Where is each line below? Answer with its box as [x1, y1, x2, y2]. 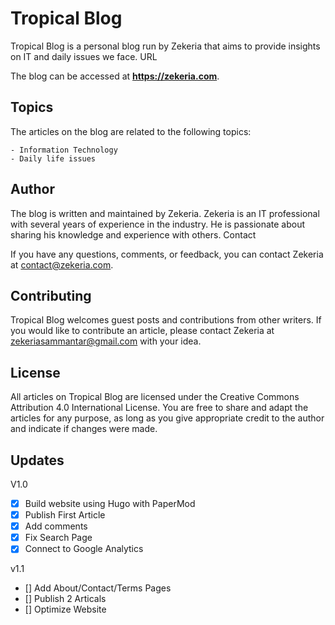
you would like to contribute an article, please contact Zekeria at [10, 325, 275, 337]
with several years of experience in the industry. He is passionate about [10, 218, 306, 230]
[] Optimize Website [24, 603, 107, 616]
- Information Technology [10, 145, 118, 155]
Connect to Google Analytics [24, 543, 144, 555]
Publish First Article [24, 509, 106, 521]
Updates [10, 452, 65, 469]
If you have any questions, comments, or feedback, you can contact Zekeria [10, 248, 324, 260]
